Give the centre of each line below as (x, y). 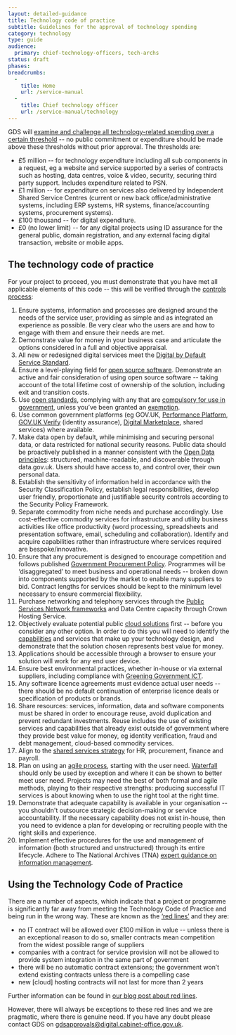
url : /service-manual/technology (70, 112)
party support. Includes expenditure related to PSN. (93, 183)
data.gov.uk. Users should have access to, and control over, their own (119, 467)
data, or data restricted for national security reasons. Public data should (122, 444)
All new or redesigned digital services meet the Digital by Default (112, 355)
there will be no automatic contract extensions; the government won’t (119, 968)
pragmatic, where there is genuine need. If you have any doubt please (109, 1017)
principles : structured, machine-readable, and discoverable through (116, 459)
